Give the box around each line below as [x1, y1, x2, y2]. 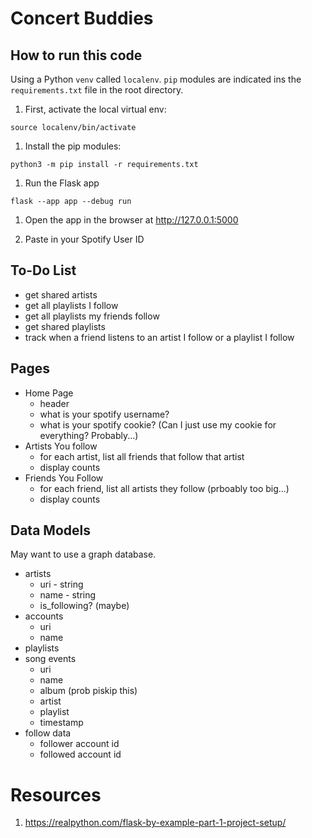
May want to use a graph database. [10, 548, 157, 561]
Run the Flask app [24, 177, 100, 189]
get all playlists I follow [24, 299, 119, 311]
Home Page [24, 387, 74, 399]
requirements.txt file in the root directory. [10, 84, 184, 96]
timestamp [39, 717, 84, 729]
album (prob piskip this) [39, 685, 138, 697]
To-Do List [10, 262, 77, 279]
